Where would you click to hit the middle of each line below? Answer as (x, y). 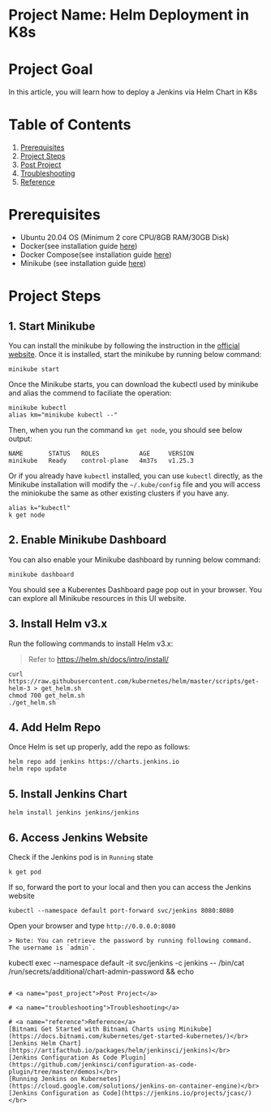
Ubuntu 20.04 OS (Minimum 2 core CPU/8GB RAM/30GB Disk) (125, 237)
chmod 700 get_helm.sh (47, 696)
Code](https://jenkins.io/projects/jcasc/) (177, 1093)
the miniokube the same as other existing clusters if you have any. (119, 493)
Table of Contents (70, 125)
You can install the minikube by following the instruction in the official (124, 346)
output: (20, 438)
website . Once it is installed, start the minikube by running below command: (135, 354)
